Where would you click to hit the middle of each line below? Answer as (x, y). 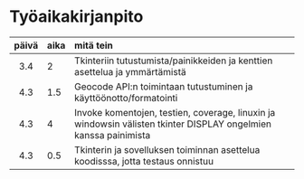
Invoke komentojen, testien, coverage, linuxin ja (175, 112)
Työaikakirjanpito (76, 17)
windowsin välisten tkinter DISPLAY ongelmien (172, 124)
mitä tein (93, 45)
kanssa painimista (112, 135)
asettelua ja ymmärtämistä (130, 71)
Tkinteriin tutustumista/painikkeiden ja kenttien (173, 61)
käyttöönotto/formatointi (126, 98)
